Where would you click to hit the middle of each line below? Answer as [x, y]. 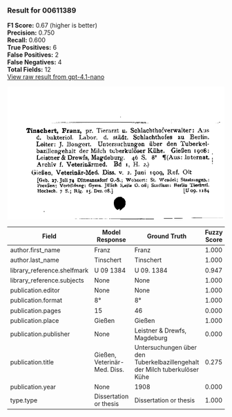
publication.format [36, 301]
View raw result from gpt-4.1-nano [56, 77]
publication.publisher [40, 334]
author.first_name [35, 250]
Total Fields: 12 [29, 70]
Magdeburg [151, 337]
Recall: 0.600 [27, 40]
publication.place [35, 320]
